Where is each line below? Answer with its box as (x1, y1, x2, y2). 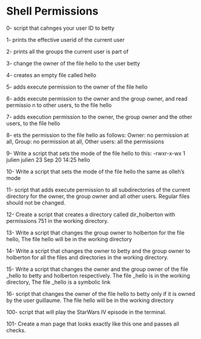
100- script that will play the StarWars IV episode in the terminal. (6, 308, 166, 315)
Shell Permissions (6, 4, 99, 18)
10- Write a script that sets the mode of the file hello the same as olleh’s (6, 168, 185, 175)
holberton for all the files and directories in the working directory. (6, 253, 168, 261)
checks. (6, 326, 26, 334)
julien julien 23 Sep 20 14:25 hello (6, 156, 90, 163)
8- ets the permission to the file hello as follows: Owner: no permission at (6, 131, 189, 139)
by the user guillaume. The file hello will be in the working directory (6, 296, 174, 304)
